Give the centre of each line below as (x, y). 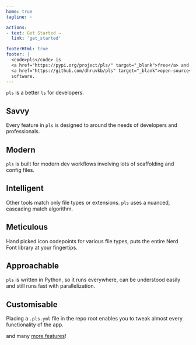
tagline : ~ (19, 17)
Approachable (33, 266)
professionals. (23, 132)
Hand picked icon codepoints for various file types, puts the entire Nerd (92, 241)
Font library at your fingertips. (42, 247)
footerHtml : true (27, 49)
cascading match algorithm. (40, 209)
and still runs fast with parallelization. (50, 286)
